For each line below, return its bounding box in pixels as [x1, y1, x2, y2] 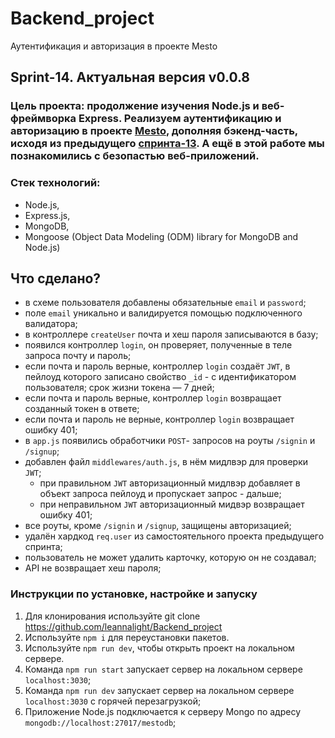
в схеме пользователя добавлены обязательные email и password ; [24, 297, 307, 309]
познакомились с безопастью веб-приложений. [10, 149, 260, 163]
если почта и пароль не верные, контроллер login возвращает [24, 413, 295, 426]
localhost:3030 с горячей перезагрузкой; [24, 695, 202, 707]
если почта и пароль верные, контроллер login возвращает [24, 392, 282, 404]
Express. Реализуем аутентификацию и [78, 112, 282, 126]
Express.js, [24, 209, 71, 221]
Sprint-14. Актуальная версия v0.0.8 [10, 69, 251, 86]
